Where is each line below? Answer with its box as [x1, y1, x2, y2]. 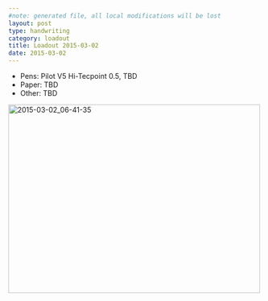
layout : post [8, 19, 52, 27]
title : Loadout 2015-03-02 [8, 42, 99, 50]
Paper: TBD [19, 80, 59, 89]
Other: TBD [19, 89, 58, 97]
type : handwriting [8, 27, 70, 35]
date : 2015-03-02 [8, 49, 67, 57]
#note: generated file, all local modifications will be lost [8, 11, 221, 20]
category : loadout [8, 34, 70, 43]
